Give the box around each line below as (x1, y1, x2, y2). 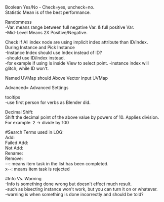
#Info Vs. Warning (5, 176, 42, 181)
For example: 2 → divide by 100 (5, 120, 69, 125)
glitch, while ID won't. (5, 65, 49, 71)
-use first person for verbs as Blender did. (5, 100, 91, 105)
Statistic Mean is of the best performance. (5, 9, 91, 15)
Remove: (5, 155, 23, 161)
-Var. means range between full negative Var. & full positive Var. (5, 24, 134, 30)
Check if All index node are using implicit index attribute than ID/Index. (5, 39, 148, 45)
